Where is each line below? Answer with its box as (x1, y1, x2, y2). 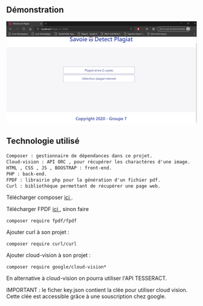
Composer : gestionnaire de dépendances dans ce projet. (6, 152, 153, 159)
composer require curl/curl (6, 241, 77, 247)
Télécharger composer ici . (6, 194, 73, 201)
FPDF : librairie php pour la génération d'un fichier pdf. (6, 177, 161, 183)
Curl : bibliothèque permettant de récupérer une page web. (6, 183, 161, 189)
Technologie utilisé (6, 136, 80, 146)
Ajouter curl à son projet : (6, 228, 69, 235)
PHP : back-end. (6, 171, 47, 177)
